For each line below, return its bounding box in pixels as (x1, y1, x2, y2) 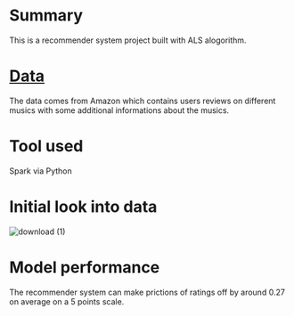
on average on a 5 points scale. (9, 296, 125, 307)
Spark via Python (9, 166, 73, 176)
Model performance (9, 257, 160, 277)
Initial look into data (9, 197, 158, 216)
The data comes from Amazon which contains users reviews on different (9, 95, 276, 106)
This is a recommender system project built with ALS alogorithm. (9, 35, 247, 45)
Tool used (9, 136, 84, 157)
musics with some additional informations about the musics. (9, 104, 230, 116)
